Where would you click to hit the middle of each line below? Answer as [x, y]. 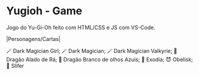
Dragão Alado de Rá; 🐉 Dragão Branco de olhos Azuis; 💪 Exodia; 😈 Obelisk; [99, 59]
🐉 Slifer [15, 65]
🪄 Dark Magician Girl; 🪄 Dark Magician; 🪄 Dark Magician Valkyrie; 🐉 [92, 51]
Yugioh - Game [44, 11]
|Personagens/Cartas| [34, 39]
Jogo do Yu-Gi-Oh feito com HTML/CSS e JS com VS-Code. [81, 27]
